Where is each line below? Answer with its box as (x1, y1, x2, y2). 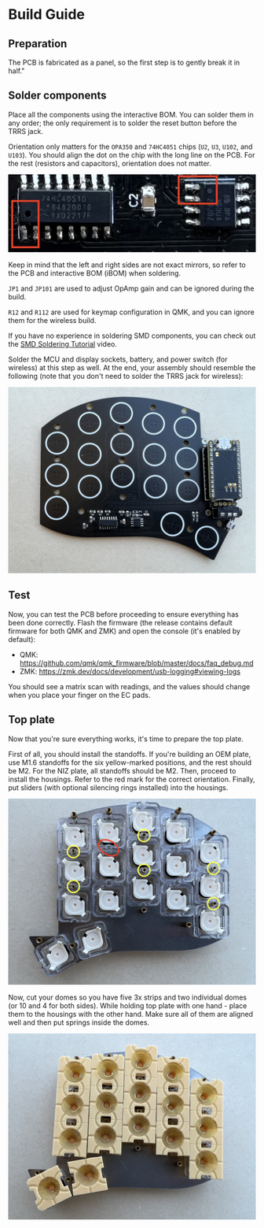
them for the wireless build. (8, 316, 97, 325)
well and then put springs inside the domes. (8, 1018, 150, 1027)
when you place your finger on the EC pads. (8, 690, 151, 699)
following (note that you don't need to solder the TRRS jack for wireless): (8, 372, 244, 381)
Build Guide (8, 6, 85, 24)
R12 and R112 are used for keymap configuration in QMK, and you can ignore (8, 307, 255, 317)
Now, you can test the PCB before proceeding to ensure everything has (8, 609, 240, 619)
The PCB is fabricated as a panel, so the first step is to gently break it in (8, 58, 240, 67)
